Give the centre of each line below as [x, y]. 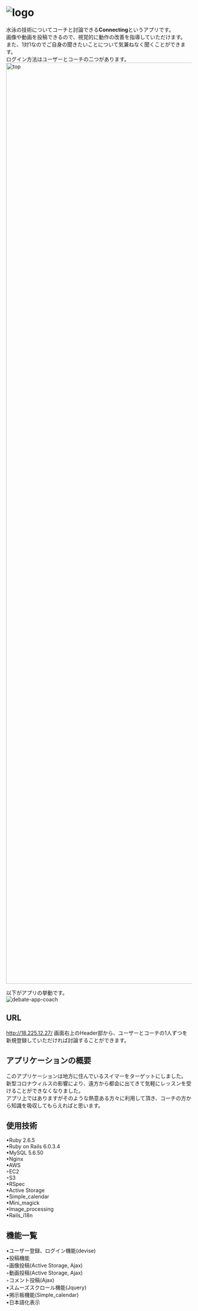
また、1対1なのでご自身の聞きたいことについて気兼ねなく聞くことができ [93, 44]
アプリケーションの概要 [49, 1061]
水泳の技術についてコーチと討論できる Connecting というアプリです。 [90, 29]
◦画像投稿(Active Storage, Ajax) [44, 1266]
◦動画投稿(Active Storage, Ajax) [44, 1273]
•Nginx [15, 1159]
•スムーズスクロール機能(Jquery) [46, 1287]
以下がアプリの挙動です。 [37, 993]
